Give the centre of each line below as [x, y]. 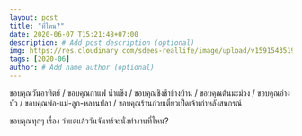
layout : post [34, 17]
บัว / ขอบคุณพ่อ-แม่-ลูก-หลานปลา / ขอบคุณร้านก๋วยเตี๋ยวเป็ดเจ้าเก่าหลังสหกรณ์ [126, 103]
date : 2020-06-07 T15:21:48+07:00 [74, 34]
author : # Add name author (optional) [82, 68]
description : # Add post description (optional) [102, 42]
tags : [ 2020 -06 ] [40, 59]
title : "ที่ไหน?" [37, 26]
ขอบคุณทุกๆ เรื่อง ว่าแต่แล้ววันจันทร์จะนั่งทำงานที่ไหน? [89, 121]
